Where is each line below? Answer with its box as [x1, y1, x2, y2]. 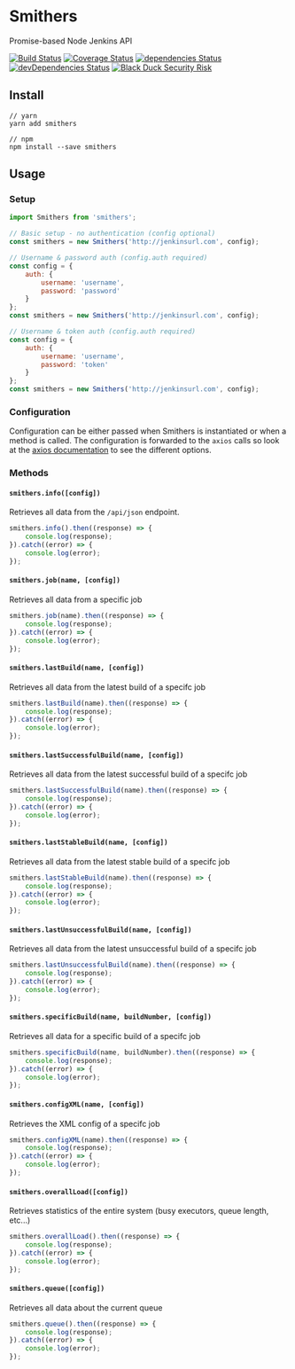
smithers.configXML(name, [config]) [9, 1099, 144, 1109]
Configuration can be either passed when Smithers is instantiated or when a [9, 426, 287, 436]
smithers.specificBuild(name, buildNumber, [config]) [9, 1013, 213, 1021]
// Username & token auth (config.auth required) [9, 327, 197, 336]
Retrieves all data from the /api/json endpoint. [9, 507, 180, 518]
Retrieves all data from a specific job [9, 594, 143, 605]
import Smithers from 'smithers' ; [9, 213, 137, 223]
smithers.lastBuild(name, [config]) [9, 663, 144, 673]
